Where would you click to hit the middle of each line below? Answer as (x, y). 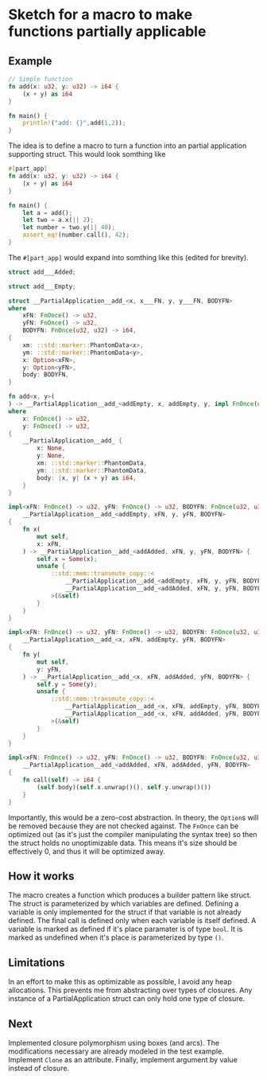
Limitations (37, 962)
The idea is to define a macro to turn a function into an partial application (128, 146)
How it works (41, 876)
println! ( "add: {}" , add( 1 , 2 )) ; (74, 123)
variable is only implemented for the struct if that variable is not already (125, 912)
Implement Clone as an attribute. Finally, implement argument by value (123, 1059)
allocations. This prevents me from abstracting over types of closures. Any (130, 990)
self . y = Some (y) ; (67, 684)
